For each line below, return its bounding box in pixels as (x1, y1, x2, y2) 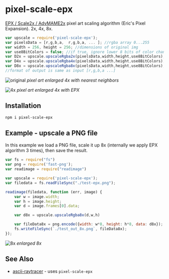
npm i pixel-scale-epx (5, 115, 53, 120)
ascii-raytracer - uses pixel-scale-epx (12, 268, 93, 274)
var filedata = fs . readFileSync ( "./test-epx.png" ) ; (5, 180, 116, 185)
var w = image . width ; (14, 194, 59, 199)
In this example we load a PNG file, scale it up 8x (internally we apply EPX (5, 142, 158, 148)
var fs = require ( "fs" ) (5, 157, 55, 162)
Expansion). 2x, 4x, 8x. (5, 25, 53, 31)
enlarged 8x (17, 240, 42, 246)
